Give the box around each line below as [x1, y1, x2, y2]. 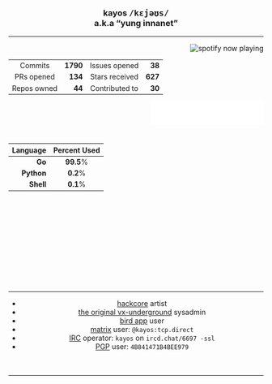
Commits [19, 61, 50, 71]
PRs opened [15, 72, 55, 82]
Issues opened [89, 61, 139, 71]
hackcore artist [117, 298, 168, 308]
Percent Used [53, 145, 100, 155]
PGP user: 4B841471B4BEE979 [95, 341, 189, 352]
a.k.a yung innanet [94, 17, 174, 28]
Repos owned [11, 83, 58, 93]
